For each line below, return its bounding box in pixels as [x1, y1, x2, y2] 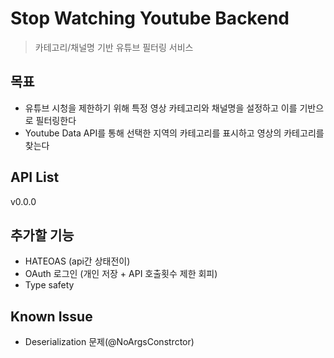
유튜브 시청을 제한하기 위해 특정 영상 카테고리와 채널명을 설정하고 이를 [24, 102, 298, 114]
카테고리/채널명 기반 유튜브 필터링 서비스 [34, 41, 194, 53]
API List [10, 169, 60, 186]
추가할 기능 [10, 227, 75, 244]
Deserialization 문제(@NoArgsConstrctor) [24, 336, 195, 348]
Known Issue [10, 308, 93, 325]
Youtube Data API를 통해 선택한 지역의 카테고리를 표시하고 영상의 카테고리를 [24, 127, 325, 139]
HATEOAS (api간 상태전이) [24, 255, 131, 267]
